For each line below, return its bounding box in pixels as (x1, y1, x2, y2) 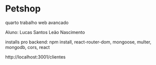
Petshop (5, 3, 41, 14)
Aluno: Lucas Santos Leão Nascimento (5, 29, 85, 35)
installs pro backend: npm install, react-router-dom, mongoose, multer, (5, 38, 151, 45)
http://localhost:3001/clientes (5, 53, 66, 60)
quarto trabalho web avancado (5, 19, 69, 25)
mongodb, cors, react (5, 44, 50, 50)
